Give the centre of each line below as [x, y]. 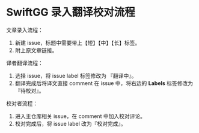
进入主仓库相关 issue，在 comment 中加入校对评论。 [80, 116]
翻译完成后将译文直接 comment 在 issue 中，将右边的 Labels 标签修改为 [104, 83]
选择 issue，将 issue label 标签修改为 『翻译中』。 [76, 75]
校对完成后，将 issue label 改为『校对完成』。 [70, 123]
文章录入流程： [25, 30]
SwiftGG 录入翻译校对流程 [71, 12]
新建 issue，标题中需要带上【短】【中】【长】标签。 [78, 43]
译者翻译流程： [25, 63]
